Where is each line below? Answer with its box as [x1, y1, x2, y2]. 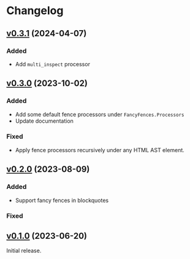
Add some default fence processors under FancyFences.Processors [15, 110, 184, 118]
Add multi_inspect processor [15, 60, 91, 68]
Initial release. [6, 247, 42, 255]
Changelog [6, 4, 64, 18]
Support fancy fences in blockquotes [15, 196, 109, 204]
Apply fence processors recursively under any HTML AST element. [15, 146, 185, 153]
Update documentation [15, 117, 74, 125]
